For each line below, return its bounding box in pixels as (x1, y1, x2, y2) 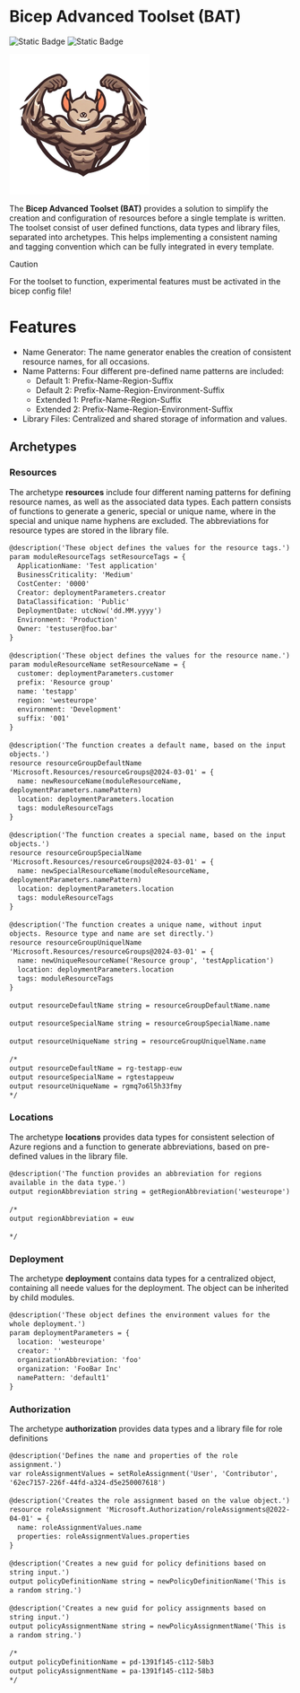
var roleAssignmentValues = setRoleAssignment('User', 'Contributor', (9, 1470, 279, 1479)
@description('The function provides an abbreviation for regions (9, 1169, 262, 1178)
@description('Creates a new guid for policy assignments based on (9, 1604, 267, 1613)
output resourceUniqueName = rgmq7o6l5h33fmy (9, 1081, 182, 1091)
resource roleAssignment (9, 1505, 102, 1514)
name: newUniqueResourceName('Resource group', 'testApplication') (17, 956, 275, 965)
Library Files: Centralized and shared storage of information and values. (21, 413, 288, 423)
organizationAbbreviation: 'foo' (17, 1356, 142, 1365)
